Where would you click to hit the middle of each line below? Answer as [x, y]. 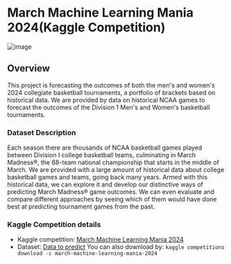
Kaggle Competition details [54, 225]
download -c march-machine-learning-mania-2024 [87, 254]
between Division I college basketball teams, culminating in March [102, 155]
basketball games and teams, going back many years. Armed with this [108, 177]
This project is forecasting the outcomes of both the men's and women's [111, 85]
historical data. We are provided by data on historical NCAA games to [106, 100]
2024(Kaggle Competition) [86, 27]
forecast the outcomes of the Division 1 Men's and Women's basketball [109, 107]
